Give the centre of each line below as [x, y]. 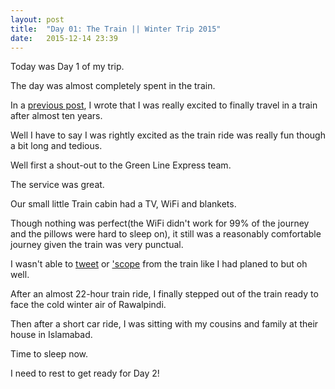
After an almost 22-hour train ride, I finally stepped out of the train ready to [164, 294]
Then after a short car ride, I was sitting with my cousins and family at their [164, 324]
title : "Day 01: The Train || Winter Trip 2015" [116, 29]
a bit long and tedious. [56, 146]
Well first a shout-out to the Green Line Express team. [121, 165]
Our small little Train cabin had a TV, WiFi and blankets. [123, 204]
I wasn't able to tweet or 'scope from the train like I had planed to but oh [159, 264]
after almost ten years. [56, 116]
